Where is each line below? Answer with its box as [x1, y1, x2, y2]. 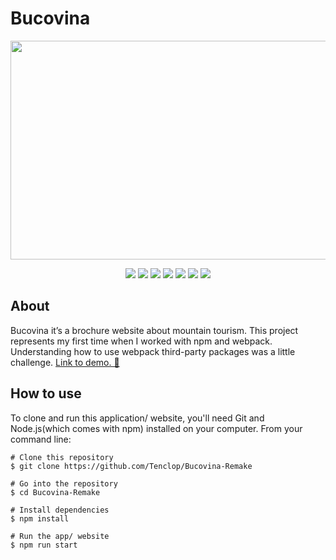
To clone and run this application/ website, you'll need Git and [10, 412, 265, 424]
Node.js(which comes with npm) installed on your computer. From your [10, 422, 303, 434]
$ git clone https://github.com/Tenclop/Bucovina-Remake [10, 461, 253, 471]
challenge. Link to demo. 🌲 [10, 356, 120, 368]
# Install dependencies [10, 505, 110, 515]
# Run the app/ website [10, 531, 110, 541]
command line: [10, 433, 72, 445]
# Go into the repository [10, 478, 118, 489]
